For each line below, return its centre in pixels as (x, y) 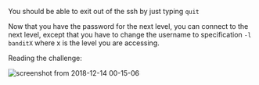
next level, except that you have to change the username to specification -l (130, 35)
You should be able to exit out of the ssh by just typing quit (104, 11)
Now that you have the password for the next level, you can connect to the (128, 26)
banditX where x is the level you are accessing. (84, 43)
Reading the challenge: (45, 58)
